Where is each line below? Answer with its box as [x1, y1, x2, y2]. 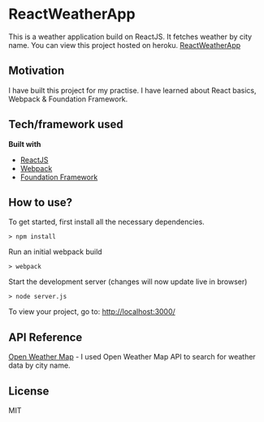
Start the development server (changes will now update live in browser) [8, 277, 248, 286]
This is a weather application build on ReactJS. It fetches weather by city [8, 32, 253, 41]
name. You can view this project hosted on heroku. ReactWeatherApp [8, 40, 241, 50]
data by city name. [8, 360, 71, 370]
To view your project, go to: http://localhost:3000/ [8, 307, 176, 316]
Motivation [8, 64, 65, 78]
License [8, 384, 50, 398]
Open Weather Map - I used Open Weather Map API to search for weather [8, 352, 256, 362]
